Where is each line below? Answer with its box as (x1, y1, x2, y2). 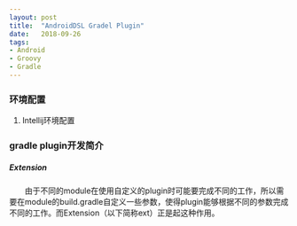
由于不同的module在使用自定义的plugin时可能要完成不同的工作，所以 (25, 185, 277, 196)
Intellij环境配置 (21, 115, 75, 126)
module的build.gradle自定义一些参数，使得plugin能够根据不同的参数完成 (24, 197, 289, 207)
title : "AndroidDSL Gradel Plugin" (9, 21, 145, 30)
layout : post (9, 12, 58, 22)
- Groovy (9, 54, 42, 63)
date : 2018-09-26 (9, 29, 82, 38)
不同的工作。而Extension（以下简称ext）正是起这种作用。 (9, 207, 220, 218)
